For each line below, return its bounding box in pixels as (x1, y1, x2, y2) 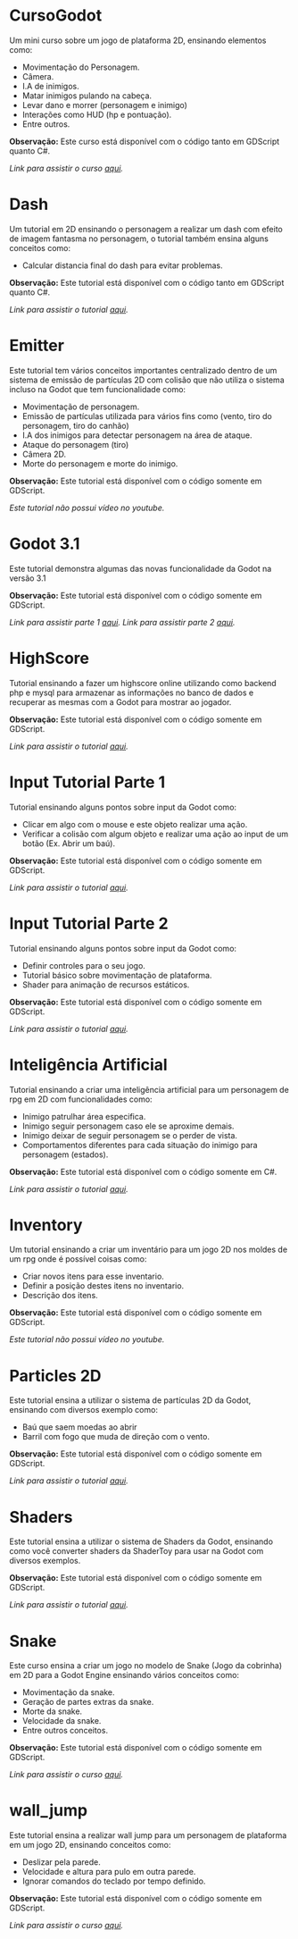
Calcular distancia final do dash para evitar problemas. (21, 260, 223, 271)
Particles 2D (9, 1365, 102, 1386)
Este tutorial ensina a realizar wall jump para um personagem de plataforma (9, 1830, 287, 1841)
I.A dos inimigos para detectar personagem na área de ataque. (21, 430, 252, 441)
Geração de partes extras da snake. (21, 1697, 154, 1708)
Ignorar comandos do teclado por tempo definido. (21, 1876, 206, 1886)
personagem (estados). (21, 1149, 109, 1160)
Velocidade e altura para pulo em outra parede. (21, 1867, 196, 1877)
